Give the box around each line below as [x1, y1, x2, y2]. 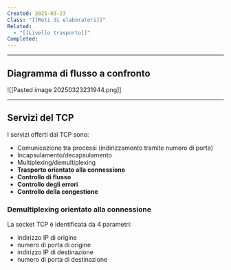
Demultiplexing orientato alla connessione [7, 204, 151, 214]
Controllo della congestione [16, 187, 98, 196]
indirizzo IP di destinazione [16, 248, 94, 256]
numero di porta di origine [16, 241, 91, 249]
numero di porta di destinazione [16, 256, 108, 264]
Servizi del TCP [7, 112, 74, 124]
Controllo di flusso [16, 172, 71, 181]
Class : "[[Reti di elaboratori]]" [7, 16, 107, 23]
